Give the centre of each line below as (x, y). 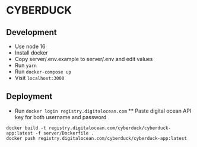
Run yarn (26, 65)
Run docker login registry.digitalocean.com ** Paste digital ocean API (103, 111)
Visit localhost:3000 (39, 78)
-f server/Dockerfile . (65, 133)
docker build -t (26, 128)
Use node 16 (30, 46)
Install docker (31, 53)
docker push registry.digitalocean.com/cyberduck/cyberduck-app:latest (96, 138)
